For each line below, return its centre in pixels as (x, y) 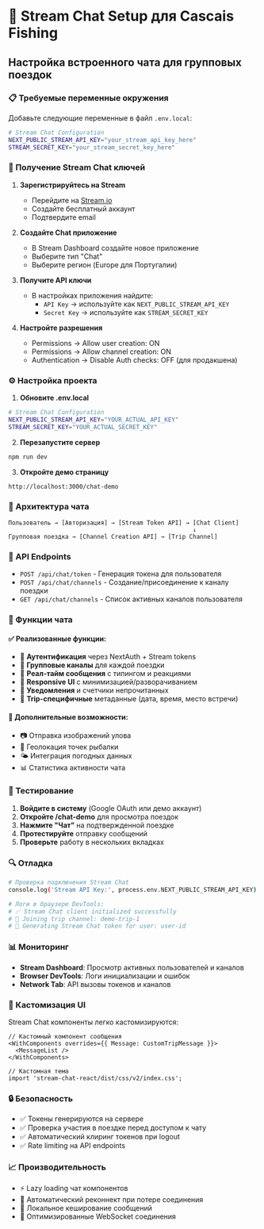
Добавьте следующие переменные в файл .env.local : (100, 117)
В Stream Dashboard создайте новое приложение (115, 248)
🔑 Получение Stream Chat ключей (77, 167)
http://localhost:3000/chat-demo (63, 486)
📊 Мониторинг (38, 947)
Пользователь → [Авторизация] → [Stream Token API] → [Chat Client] (124, 523)
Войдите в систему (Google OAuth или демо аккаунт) (111, 808)
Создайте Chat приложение (68, 232)
